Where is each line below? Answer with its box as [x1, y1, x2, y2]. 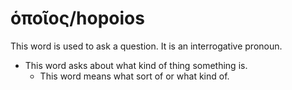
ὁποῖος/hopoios [10, 7, 145, 30]
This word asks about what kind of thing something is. [24, 59, 248, 71]
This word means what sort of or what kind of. [39, 70, 230, 82]
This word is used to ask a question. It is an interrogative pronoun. [10, 40, 283, 52]
